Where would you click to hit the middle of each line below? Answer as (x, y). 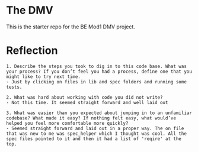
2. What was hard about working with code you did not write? (84, 97)
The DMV (30, 10)
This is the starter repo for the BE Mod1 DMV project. (71, 27)
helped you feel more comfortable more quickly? (67, 123)
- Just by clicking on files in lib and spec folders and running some (96, 82)
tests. (14, 87)
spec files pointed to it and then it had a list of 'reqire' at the (94, 139)
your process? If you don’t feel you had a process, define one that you (99, 72)
